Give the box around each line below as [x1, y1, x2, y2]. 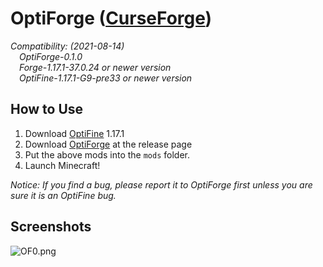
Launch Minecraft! [24, 159, 101, 171]
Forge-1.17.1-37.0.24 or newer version [19, 61, 172, 73]
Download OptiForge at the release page [24, 138, 193, 150]
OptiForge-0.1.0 [19, 50, 83, 62]
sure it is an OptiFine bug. [10, 189, 117, 201]
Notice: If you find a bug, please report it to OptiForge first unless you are [10, 178, 313, 191]
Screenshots [10, 218, 92, 236]
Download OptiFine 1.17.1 [24, 127, 125, 139]
